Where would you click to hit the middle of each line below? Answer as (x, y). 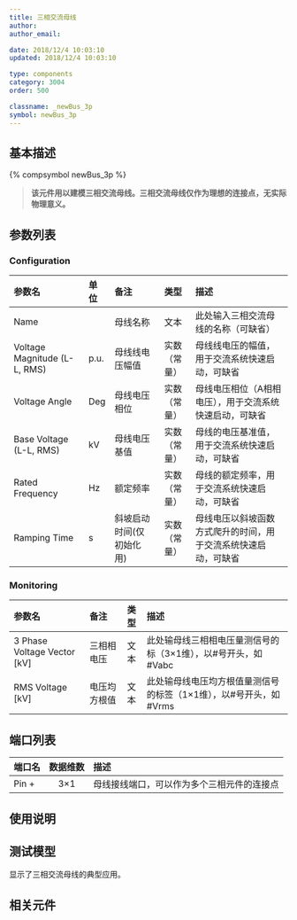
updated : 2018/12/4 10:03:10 (63, 58)
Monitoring (34, 585)
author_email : (35, 34)
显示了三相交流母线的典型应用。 (67, 875)
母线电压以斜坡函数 (235, 518)
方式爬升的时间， (231, 531)
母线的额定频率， (231, 475)
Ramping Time (43, 538)
